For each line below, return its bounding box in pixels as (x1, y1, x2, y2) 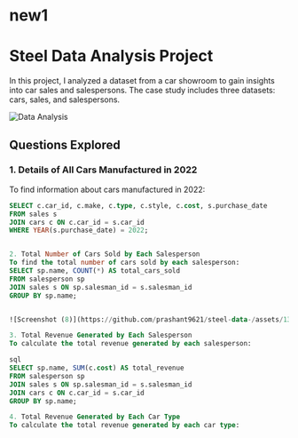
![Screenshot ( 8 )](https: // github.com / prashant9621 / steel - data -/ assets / (9, 315, 284, 324)
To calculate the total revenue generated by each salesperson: (9, 339, 252, 348)
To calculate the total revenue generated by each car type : (9, 421, 240, 430)
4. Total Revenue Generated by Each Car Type (9, 412, 180, 422)
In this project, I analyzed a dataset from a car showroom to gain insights (9, 76, 275, 86)
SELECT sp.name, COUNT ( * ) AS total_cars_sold (9, 267, 180, 275)
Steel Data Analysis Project (9, 46, 214, 67)
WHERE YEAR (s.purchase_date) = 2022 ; (9, 226, 149, 235)
